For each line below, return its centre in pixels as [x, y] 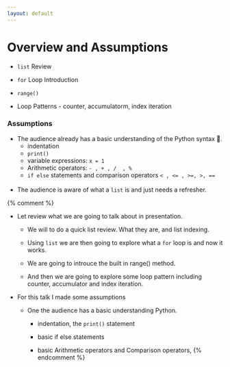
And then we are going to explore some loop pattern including [114, 276]
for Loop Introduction [48, 79]
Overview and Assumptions [88, 47]
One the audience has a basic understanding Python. [102, 310]
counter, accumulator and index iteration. [85, 283]
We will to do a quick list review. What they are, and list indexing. [118, 229]
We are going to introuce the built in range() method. [101, 263]
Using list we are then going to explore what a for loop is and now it [125, 242]
